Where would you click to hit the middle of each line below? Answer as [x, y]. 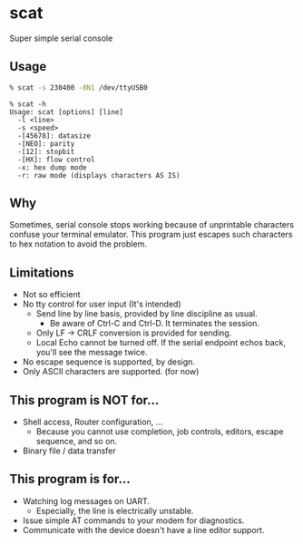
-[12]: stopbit [46, 151]
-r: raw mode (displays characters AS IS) [99, 175]
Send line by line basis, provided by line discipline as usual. [147, 314]
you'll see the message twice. [92, 353]
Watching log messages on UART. [86, 500]
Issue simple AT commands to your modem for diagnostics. [133, 520]
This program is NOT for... [84, 400]
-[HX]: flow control [56, 160]
